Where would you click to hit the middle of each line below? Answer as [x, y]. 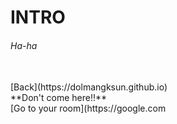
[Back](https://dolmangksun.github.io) [89, 87]
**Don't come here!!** [59, 98]
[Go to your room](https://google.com [88, 108]
